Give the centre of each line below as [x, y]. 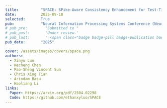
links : [12, 88]
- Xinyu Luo [22, 60]
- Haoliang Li [24, 84]
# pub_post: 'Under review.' [42, 33]
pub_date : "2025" [30, 42]
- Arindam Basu [25, 79]
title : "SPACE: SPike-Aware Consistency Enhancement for [75, 10]
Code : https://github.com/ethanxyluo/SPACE [55, 98]
